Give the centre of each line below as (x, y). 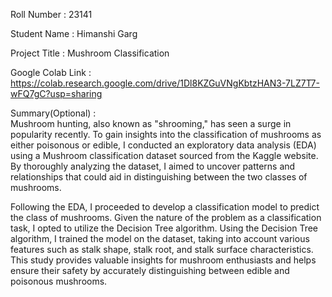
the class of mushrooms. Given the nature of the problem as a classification (166, 217)
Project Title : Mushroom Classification (90, 53)
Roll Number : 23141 (51, 14)
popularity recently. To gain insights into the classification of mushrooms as (166, 134)
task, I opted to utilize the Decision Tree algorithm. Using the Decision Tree (164, 228)
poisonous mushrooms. (59, 281)
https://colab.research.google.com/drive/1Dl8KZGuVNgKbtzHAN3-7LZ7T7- (165, 83)
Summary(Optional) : (53, 113)
